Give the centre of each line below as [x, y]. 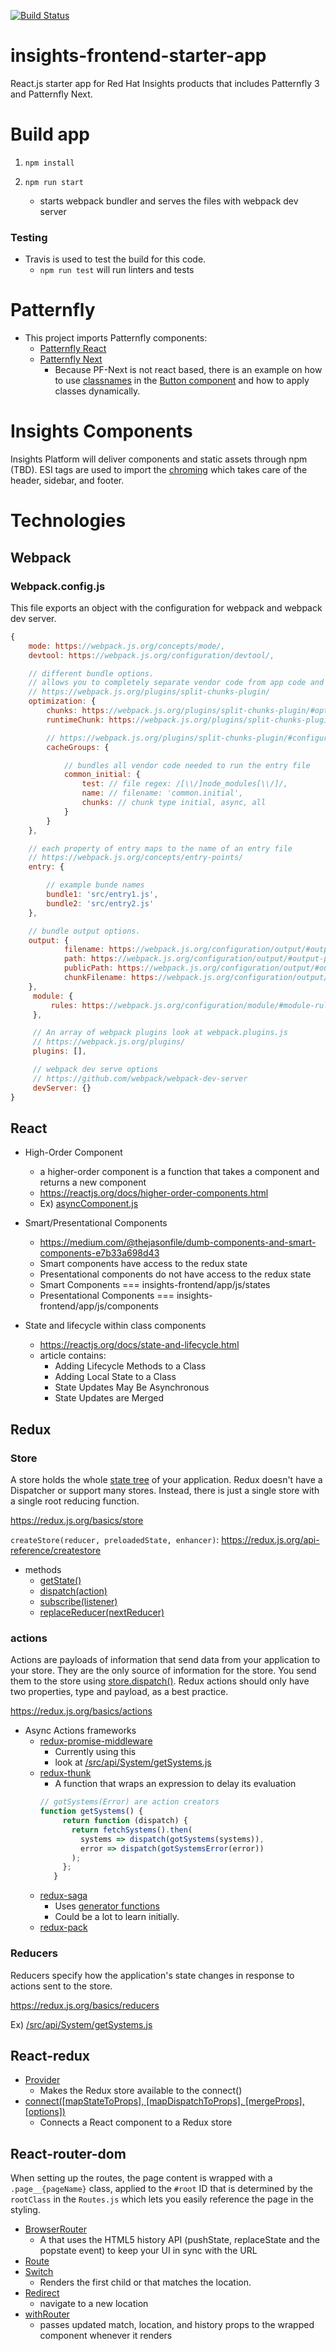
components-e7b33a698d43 [99, 1253]
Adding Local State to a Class [115, 1377]
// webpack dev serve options [95, 1070]
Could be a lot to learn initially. [117, 1917]
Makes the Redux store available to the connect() [141, 2091]
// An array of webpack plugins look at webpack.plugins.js [160, 1033]
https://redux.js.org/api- [270, 1540]
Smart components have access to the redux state [143, 1264]
